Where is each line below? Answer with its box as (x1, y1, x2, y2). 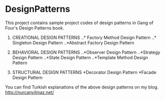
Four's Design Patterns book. (5, 25, 65, 31)
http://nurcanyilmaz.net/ (5, 89, 54, 95)
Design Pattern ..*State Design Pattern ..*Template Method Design (12, 54, 148, 60)
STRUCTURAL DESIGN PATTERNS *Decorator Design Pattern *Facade (12, 69, 157, 75)
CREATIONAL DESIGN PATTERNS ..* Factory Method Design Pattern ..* (12, 34, 157, 40)
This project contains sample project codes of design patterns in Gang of (5, 20, 154, 26)
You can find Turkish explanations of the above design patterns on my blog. (5, 84, 159, 90)
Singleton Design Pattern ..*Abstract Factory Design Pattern (12, 39, 134, 45)
